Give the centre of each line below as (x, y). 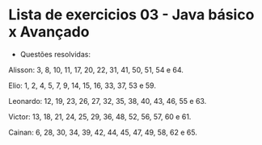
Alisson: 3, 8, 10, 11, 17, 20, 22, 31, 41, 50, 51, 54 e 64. (96, 69)
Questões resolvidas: (55, 54)
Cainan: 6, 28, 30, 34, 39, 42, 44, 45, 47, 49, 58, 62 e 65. (103, 132)
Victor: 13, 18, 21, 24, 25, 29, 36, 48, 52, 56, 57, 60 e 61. (100, 116)
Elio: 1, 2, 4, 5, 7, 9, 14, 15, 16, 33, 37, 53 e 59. (82, 85)
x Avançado (49, 32)
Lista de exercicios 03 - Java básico (131, 15)
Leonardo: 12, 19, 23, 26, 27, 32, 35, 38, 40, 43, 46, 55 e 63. (108, 101)
